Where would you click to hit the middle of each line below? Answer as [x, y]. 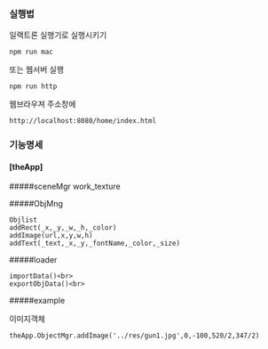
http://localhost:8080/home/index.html [83, 121]
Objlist [24, 220]
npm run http [33, 86]
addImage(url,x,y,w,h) [51, 236]
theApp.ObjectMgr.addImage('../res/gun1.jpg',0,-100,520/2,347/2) [134, 336]
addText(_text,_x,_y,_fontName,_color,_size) [95, 243]
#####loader [33, 260]
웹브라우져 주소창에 [43, 104]
